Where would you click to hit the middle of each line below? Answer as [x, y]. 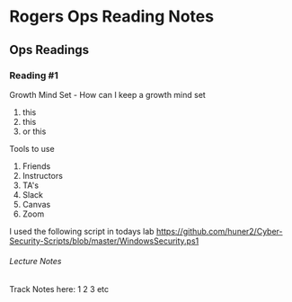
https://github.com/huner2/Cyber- [219, 231]
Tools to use [32, 148]
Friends [36, 166]
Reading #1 [34, 75]
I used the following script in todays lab [82, 231]
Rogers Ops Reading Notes [111, 17]
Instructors [42, 175]
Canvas [36, 204]
